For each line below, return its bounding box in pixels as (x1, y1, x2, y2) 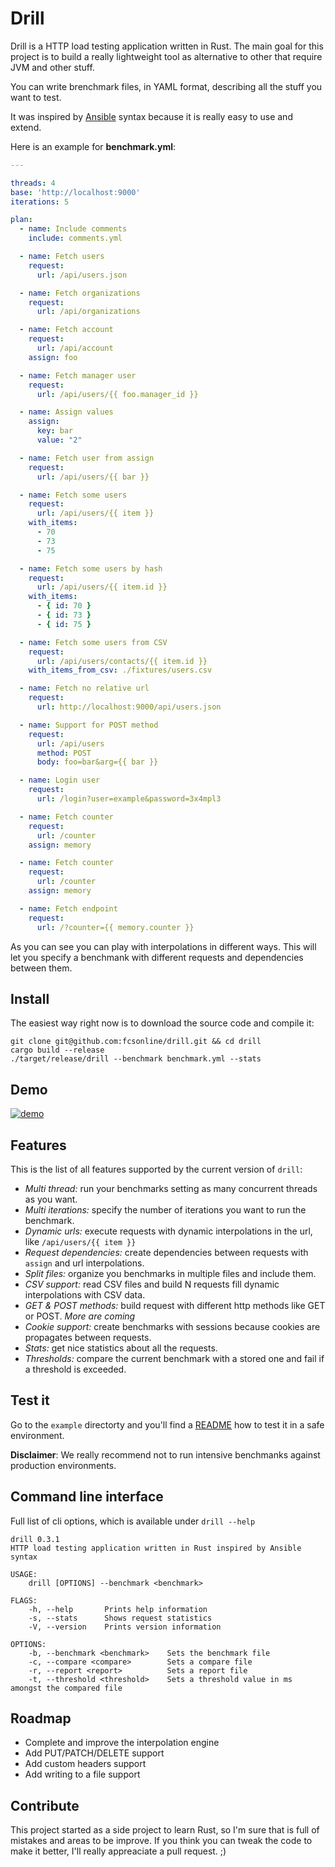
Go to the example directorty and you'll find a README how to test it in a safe (10, 1418, 325, 1431)
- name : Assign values (19, 407, 114, 417)
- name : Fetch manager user (19, 370, 137, 381)
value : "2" (36, 435, 83, 446)
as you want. (24, 1193, 78, 1205)
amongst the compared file (10, 1683, 123, 1693)
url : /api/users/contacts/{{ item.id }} (36, 656, 208, 666)
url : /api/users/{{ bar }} (36, 472, 150, 482)
